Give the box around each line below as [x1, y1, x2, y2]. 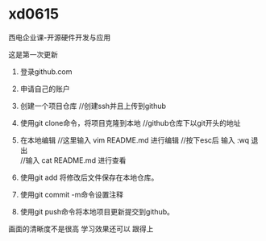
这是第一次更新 [8, 49, 58, 59]
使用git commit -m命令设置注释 [19, 189, 123, 199]
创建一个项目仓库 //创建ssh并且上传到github [19, 101, 167, 110]
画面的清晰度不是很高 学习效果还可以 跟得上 [8, 223, 154, 234]
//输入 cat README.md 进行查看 [19, 155, 127, 165]
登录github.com [19, 66, 73, 77]
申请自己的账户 [19, 84, 70, 93]
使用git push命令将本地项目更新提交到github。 [19, 206, 175, 216]
